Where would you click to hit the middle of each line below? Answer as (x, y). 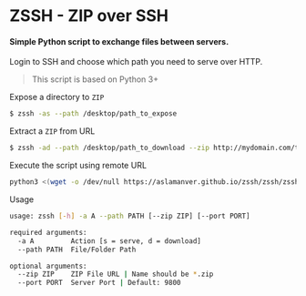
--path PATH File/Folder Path (77, 250)
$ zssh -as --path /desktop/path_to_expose (93, 114)
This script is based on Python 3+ (95, 79)
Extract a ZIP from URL (52, 131)
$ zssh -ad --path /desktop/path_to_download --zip (109, 148)
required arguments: (49, 232)
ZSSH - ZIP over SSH (89, 16)
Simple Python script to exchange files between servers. (119, 41)
